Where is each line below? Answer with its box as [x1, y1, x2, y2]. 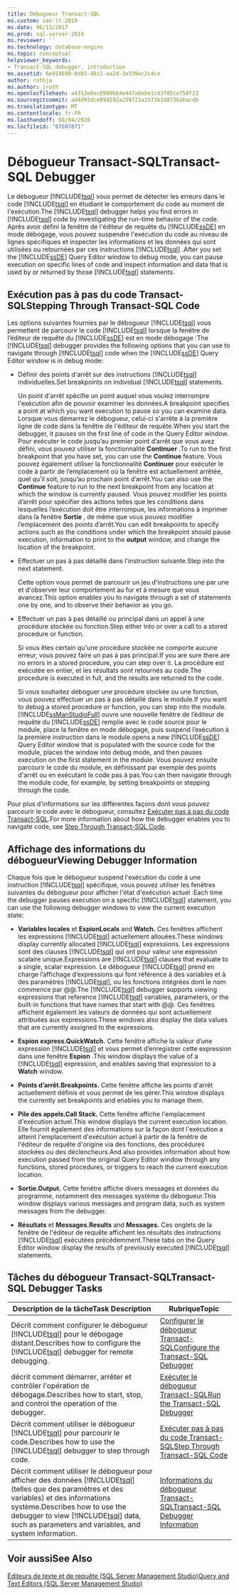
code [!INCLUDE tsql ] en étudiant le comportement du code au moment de [7, 200, 225, 209]
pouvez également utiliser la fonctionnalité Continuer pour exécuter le [17, 460, 224, 469]
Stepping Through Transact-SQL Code [26, 300, 201, 312]
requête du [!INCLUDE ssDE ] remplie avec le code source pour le [17, 718, 208, 726]
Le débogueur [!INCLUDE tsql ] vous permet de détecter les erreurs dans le [7, 192, 225, 201]
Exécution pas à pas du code [7, 288, 137, 300]
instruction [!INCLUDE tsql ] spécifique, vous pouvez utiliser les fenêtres [7, 881, 216, 889]
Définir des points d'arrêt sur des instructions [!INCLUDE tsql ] [17, 370, 197, 379]
